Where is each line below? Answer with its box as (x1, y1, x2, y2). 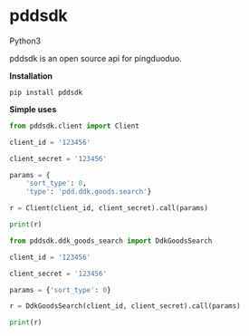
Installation (9, 70, 53, 82)
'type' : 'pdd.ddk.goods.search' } (25, 187, 152, 197)
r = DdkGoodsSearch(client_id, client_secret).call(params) (9, 302, 242, 311)
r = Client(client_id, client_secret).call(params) (9, 204, 208, 213)
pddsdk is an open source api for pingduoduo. (9, 53, 183, 63)
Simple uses (9, 103, 57, 114)
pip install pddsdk (9, 88, 83, 97)
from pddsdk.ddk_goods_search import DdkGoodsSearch (9, 236, 213, 245)
